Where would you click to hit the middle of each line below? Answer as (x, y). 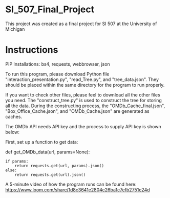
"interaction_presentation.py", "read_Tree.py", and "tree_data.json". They (82, 79)
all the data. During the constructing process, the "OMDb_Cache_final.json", (85, 106)
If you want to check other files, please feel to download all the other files (83, 95)
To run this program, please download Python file (57, 74)
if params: (17, 161)
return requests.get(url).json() (50, 175)
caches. (14, 116)
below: (12, 132)
